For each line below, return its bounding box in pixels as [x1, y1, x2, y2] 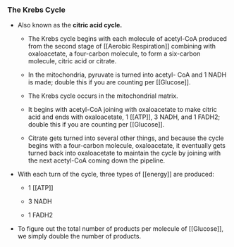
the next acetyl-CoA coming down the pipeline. [27, 156, 166, 165]
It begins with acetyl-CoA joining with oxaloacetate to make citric [27, 106, 217, 114]
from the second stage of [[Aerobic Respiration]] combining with [27, 42, 216, 51]
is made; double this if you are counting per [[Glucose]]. [27, 78, 191, 87]
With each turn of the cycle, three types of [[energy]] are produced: [17, 170, 215, 179]
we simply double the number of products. [17, 232, 142, 241]
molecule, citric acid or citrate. [27, 57, 117, 65]
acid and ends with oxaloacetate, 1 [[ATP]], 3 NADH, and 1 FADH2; [27, 113, 221, 121]
